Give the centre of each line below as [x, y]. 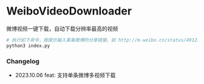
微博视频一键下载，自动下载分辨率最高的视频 [62, 28]
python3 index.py [28, 46]
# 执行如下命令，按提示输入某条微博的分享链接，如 [61, 40]
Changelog [23, 61]
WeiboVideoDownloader [69, 11]
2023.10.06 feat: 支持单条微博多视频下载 [65, 75]
